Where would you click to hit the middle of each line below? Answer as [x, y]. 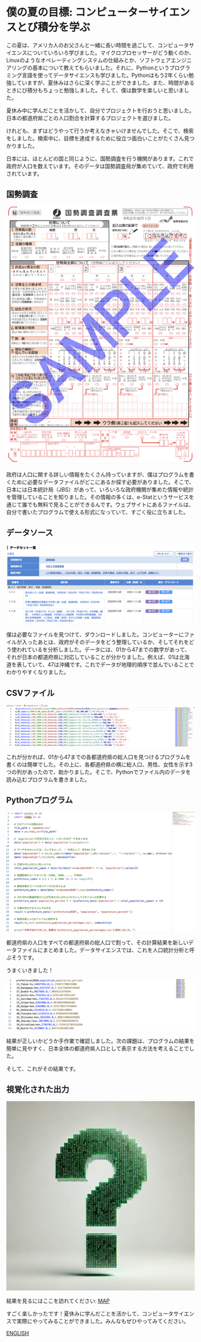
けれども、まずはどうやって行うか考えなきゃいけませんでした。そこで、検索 [100, 130]
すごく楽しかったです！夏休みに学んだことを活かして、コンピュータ [90, 1313]
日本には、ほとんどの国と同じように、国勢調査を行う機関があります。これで [100, 158]
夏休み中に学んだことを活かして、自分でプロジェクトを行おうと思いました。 [100, 110]
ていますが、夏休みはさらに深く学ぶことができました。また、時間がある [106, 82]
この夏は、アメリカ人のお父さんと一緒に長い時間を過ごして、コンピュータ [98, 45]
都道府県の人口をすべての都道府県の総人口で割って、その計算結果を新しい [98, 943]
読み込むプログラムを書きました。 [48, 779]
